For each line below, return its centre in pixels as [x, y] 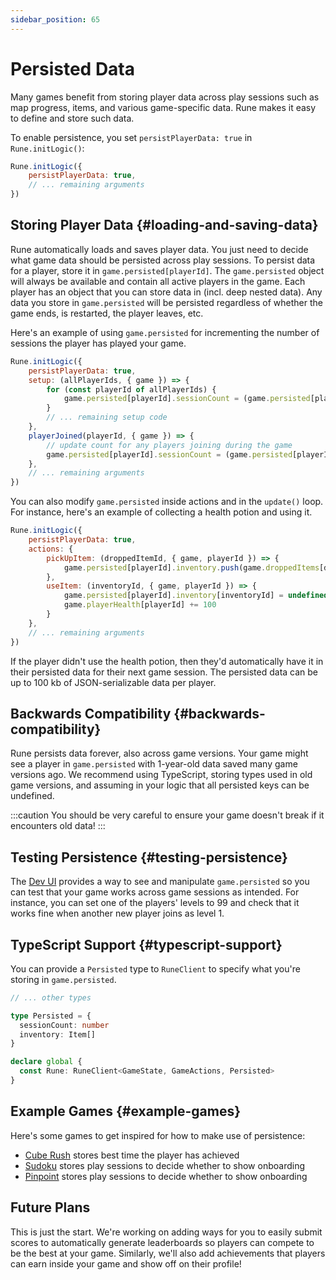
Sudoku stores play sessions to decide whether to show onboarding [164, 1165]
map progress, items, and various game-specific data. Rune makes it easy [163, 107]
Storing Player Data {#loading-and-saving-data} [164, 225]
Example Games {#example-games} [126, 1111]
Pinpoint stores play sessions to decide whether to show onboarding [166, 1176]
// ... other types [51, 997]
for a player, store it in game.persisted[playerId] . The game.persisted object [167, 270]
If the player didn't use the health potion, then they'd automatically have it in [167, 661]
